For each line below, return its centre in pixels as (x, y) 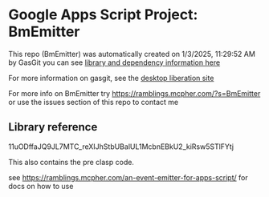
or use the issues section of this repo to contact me (94, 102)
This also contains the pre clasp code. (71, 162)
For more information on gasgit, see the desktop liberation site (111, 78)
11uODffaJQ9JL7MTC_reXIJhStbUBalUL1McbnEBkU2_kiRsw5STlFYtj (121, 147)
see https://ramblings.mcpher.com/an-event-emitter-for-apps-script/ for (128, 177)
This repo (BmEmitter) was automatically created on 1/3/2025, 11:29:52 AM (132, 54)
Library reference (53, 127)
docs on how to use (41, 186)
